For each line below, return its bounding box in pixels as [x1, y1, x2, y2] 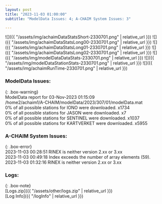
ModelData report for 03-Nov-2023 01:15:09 [5, 94, 95, 100]
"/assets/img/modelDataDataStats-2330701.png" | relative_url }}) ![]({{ [11, 55, 154, 61]
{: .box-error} [5, 144, 32, 149]
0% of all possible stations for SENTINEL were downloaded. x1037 [5, 115, 140, 121]
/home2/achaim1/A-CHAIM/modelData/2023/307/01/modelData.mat [5, 99, 143, 105]
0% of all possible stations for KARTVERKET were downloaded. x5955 [5, 120, 148, 126]
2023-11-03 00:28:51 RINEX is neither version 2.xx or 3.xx [5, 148, 123, 155]
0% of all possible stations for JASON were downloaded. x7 [5, 110, 127, 116]
